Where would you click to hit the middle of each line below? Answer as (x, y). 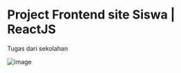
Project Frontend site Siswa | (91, 15)
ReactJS (32, 29)
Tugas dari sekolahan (38, 48)
